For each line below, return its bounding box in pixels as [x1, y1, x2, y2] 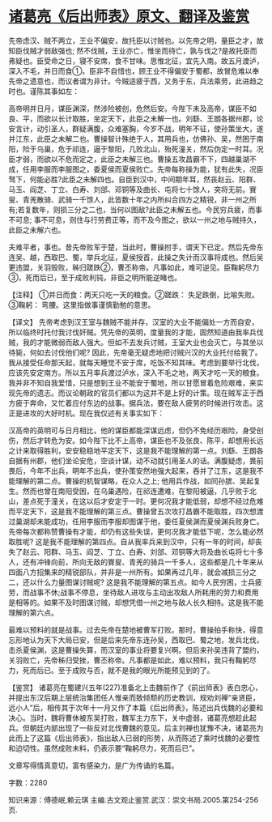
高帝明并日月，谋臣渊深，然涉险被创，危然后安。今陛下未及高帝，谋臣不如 [8, 103, 257, 113]
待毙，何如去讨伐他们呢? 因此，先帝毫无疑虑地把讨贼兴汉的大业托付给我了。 [8, 347, 263, 357]
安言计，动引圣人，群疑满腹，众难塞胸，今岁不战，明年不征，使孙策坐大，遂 [8, 123, 264, 134]
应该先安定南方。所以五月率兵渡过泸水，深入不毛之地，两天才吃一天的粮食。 [8, 368, 264, 377]
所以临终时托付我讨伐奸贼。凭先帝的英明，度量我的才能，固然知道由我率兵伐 [8, 327, 264, 337]
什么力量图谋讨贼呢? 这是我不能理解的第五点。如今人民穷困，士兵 [36, 577, 256, 587]
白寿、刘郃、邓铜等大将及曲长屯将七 [128, 547, 249, 556]
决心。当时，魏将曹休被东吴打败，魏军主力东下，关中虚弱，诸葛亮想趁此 [8, 713, 249, 722]
